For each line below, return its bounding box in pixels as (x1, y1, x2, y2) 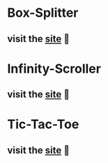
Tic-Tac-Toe (7, 117, 79, 132)
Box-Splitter (7, 5, 79, 21)
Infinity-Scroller (7, 61, 101, 76)
